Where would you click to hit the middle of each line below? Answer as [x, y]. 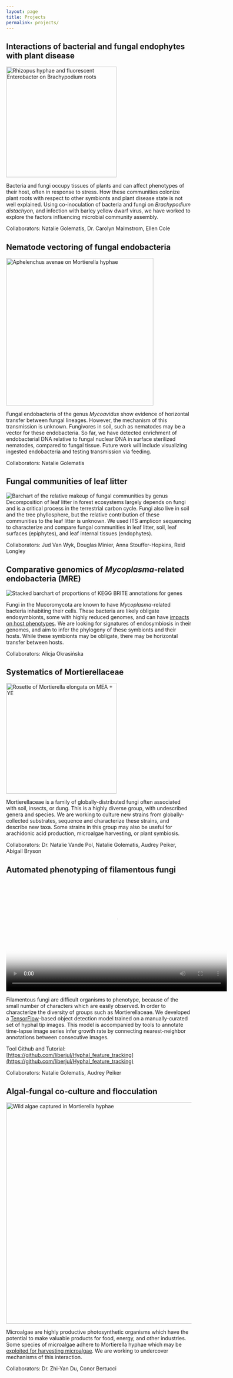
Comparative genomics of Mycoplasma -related [95, 570]
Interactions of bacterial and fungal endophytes [96, 46]
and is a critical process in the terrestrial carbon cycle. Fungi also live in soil [98, 508]
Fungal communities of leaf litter [67, 482]
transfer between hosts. [35, 642]
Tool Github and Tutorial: [36, 1049]
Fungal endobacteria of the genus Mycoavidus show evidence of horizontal [98, 414]
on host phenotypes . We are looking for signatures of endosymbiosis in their [99, 623]
